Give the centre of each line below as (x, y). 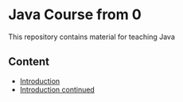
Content (29, 62)
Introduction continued (57, 89)
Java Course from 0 (75, 15)
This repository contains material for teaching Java (91, 37)
